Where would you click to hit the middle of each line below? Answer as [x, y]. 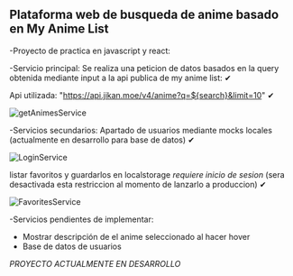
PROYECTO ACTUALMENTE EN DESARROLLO [95, 263]
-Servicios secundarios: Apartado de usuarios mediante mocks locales [141, 130]
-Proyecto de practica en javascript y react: [90, 51]
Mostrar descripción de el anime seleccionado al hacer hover [136, 236]
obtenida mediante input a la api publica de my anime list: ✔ [120, 78]
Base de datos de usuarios [72, 246]
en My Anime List [60, 29]
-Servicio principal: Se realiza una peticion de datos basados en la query [144, 68]
